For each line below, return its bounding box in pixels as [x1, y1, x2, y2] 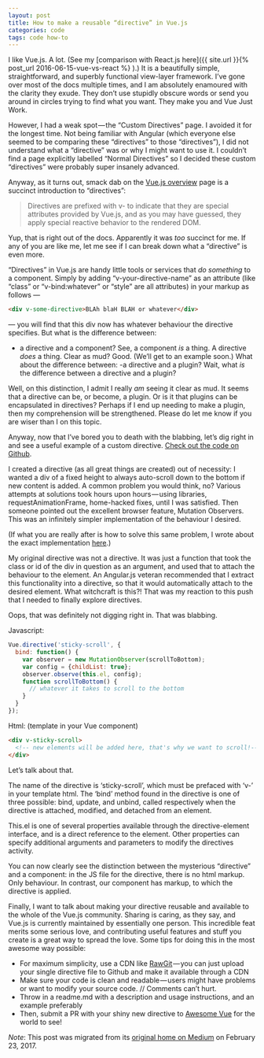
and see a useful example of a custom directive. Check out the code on [8, 441, 240, 450]
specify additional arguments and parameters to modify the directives [8, 838, 234, 847]
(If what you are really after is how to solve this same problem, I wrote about [8, 530, 255, 539]
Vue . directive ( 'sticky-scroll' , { [8, 641, 122, 649]
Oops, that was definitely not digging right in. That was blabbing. [8, 611, 218, 620]
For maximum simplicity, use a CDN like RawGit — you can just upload [19, 958, 244, 968]
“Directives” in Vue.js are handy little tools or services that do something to [8, 265, 251, 275]
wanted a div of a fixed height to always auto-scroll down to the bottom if [8, 473, 245, 483]
